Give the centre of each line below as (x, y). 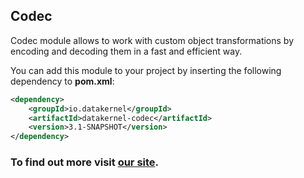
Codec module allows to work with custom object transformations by (152, 40)
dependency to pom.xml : (62, 81)
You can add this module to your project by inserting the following (146, 70)
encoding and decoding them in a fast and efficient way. (126, 51)
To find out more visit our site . (85, 162)
